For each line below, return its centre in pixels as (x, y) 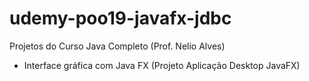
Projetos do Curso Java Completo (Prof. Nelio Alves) (117, 46)
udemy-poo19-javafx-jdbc (120, 18)
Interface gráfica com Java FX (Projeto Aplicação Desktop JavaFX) (162, 65)
